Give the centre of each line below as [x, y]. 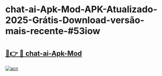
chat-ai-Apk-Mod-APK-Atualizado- [82, 9]
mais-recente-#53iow [53, 31]
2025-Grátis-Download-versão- [75, 20]
